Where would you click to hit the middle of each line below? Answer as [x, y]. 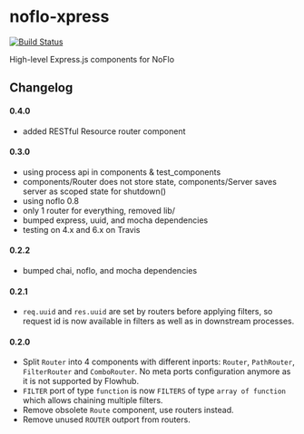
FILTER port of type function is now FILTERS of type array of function [154, 391]
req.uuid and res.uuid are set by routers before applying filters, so [147, 312]
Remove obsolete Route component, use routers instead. [128, 410]
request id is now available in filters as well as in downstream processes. [158, 321]
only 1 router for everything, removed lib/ [98, 210]
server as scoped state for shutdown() [94, 191]
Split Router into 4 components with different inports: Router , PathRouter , [158, 362]
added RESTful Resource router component [104, 131]
